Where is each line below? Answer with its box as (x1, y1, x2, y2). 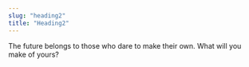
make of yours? (8, 49, 60, 59)
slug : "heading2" (8, 11, 66, 20)
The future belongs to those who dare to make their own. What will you (8, 41, 242, 50)
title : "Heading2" (8, 19, 69, 27)
